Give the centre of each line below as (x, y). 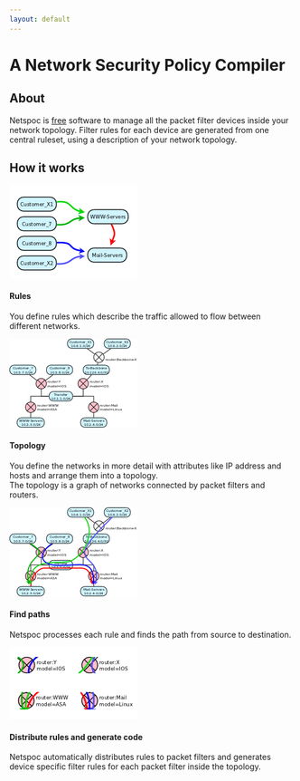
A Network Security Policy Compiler (148, 65)
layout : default (40, 19)
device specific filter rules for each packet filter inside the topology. (136, 767)
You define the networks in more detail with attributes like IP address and (145, 466)
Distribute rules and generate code (76, 737)
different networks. (45, 325)
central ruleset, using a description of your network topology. (123, 140)
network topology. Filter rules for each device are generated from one (139, 130)
